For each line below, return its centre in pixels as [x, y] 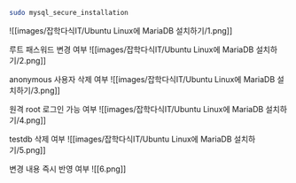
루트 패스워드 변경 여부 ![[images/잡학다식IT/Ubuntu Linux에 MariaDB [132, 50]
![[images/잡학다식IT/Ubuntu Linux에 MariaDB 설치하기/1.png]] [121, 30]
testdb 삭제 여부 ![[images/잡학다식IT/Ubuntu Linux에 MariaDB [121, 139]
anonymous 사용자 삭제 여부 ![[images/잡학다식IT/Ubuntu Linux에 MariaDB [142, 79]
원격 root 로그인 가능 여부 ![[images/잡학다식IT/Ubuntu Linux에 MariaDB [136, 109]
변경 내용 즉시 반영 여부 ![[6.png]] [68, 169]
